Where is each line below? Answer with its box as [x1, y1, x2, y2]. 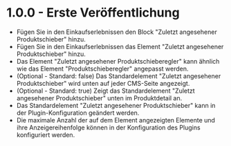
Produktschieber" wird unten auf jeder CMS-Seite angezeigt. [16, 79, 190, 87]
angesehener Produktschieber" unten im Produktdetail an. [16, 93, 183, 102]
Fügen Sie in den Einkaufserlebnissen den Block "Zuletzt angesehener [16, 28, 217, 36]
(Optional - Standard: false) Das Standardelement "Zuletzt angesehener [16, 71, 221, 80]
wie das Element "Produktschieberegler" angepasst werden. [16, 64, 189, 73]
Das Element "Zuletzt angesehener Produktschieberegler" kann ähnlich [16, 57, 220, 65]
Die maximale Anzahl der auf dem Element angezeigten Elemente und [16, 116, 216, 124]
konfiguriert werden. [16, 130, 75, 139]
